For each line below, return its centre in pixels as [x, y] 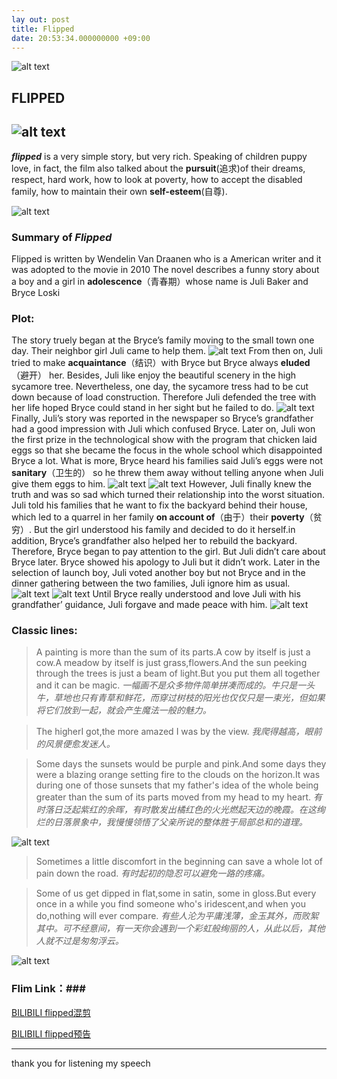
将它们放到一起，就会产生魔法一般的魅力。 [123, 710]
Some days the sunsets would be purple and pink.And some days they [181, 764]
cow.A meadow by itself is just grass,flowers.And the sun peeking [171, 663]
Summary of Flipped [62, 237]
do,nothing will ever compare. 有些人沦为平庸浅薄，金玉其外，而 [168, 916]
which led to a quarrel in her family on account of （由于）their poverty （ [162, 517]
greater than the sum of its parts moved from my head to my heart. [173, 797]
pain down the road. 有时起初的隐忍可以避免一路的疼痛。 [153, 873]
